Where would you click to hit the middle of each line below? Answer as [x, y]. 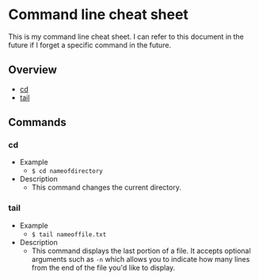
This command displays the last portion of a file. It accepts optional [141, 251]
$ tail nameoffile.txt [69, 234]
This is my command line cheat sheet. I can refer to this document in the [126, 36]
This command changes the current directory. [107, 187]
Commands [38, 123]
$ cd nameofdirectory [67, 171]
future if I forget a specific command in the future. [90, 44]
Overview [33, 70]
